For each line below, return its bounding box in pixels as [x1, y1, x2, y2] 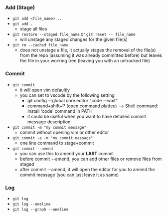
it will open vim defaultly [19, 87, 70, 93]
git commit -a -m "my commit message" [12, 135, 93, 141]
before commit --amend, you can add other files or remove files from [19, 156, 162, 162]
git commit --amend [12, 146, 53, 151]
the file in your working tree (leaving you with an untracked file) [19, 58, 151, 64]
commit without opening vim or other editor [19, 129, 109, 135]
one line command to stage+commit [19, 140, 94, 146]
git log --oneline [12, 202, 51, 207]
